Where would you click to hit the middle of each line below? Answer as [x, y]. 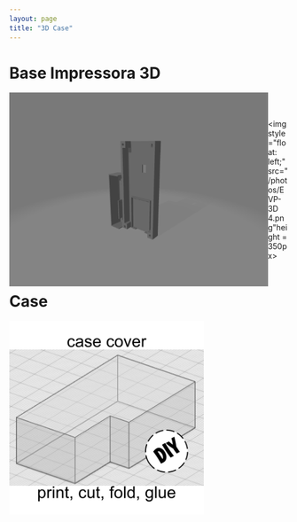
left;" [277, 162]
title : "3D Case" [41, 28]
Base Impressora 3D [85, 73]
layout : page [33, 19]
